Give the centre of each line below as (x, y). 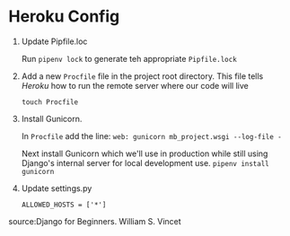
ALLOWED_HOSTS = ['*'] (64, 205)
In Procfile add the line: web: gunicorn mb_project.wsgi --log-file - (151, 135)
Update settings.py (57, 188)
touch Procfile (50, 102)
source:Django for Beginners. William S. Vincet (95, 221)
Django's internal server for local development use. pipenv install (145, 162)
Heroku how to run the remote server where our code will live (135, 85)
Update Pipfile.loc (54, 41)
